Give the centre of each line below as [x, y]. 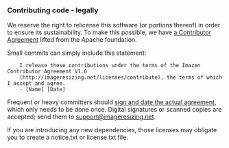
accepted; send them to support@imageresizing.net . [82, 117]
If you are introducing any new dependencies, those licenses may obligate [112, 130]
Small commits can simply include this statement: [77, 53]
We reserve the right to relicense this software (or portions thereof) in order [114, 25]
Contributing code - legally [53, 10]
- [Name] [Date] [43, 90]
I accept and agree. [37, 84]
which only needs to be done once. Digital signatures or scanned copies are [114, 110]
